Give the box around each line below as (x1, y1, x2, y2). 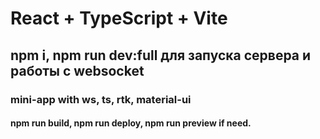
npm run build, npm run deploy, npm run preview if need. (10, 117, 252, 129)
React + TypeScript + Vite (10, 7, 228, 30)
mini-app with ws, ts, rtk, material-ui (10, 92, 192, 106)
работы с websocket (10, 62, 145, 79)
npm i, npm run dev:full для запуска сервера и (10, 47, 312, 64)
